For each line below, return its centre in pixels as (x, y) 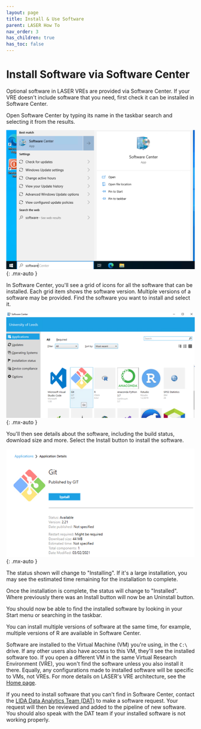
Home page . (22, 682)
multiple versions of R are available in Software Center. (74, 633)
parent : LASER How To (33, 25)
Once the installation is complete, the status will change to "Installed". (92, 591)
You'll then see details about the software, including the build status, (90, 434)
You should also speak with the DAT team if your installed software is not (96, 713)
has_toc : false (25, 44)
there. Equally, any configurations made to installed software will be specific (100, 670)
